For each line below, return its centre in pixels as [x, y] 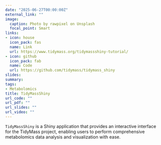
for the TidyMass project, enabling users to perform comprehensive [75, 131]
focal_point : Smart [30, 28]
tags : [11, 84]
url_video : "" [20, 112]
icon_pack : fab [25, 61]
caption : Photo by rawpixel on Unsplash [52, 24]
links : [12, 33]
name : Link [21, 47]
